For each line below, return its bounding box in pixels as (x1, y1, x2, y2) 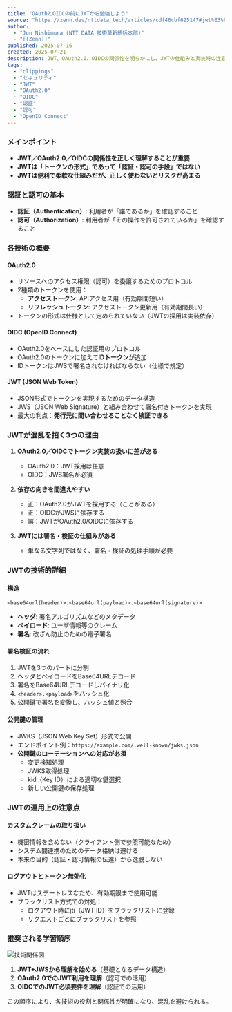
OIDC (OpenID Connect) (7, 327, 77, 336)
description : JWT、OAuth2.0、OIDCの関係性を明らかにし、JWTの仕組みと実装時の (7, 55, 216, 62)
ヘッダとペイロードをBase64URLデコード (17, 672, 136, 680)
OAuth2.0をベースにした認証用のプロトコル (17, 344, 142, 352)
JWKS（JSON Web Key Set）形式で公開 (17, 732, 133, 740)
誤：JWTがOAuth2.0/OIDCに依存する (27, 517, 134, 526)
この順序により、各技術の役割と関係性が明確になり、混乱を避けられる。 (7, 997, 213, 1006)
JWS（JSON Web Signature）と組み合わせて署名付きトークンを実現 (17, 402, 212, 411)
